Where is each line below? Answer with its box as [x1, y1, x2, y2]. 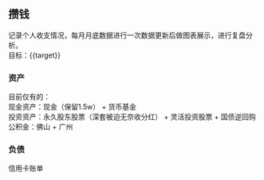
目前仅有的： [8, 92, 50, 102]
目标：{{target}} [8, 50, 61, 60]
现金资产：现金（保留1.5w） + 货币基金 [8, 102, 137, 112]
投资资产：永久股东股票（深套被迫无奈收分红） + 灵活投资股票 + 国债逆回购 [8, 112, 257, 122]
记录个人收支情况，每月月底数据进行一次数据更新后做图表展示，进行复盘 [8, 30, 246, 40]
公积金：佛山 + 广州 [8, 122, 73, 132]
